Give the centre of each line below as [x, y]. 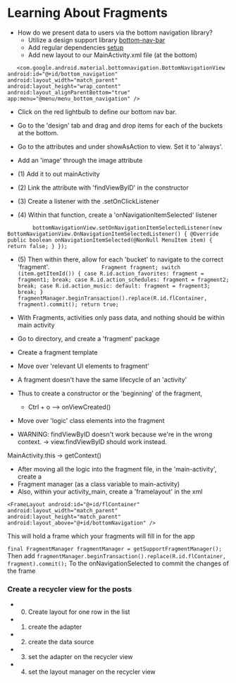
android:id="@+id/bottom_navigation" [63, 74]
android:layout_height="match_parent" [64, 517]
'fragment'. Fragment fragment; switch [99, 266]
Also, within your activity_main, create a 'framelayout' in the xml [110, 491]
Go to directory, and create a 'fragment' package [88, 338]
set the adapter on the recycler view [80, 657]
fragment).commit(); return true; [68, 304]
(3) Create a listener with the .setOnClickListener [88, 201]
